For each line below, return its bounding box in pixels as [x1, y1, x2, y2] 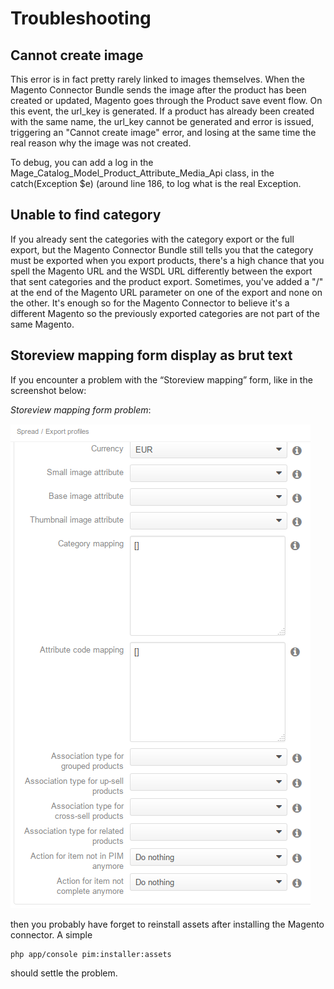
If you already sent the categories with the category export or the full [10, 233, 295, 245]
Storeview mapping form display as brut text [10, 347, 293, 364]
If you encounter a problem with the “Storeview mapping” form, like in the [10, 373, 313, 386]
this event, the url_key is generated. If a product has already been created [10, 105, 315, 117]
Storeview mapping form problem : [10, 403, 152, 416]
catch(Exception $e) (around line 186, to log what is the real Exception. [10, 178, 302, 189]
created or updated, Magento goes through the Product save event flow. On [10, 95, 323, 106]
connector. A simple [10, 928, 93, 941]
